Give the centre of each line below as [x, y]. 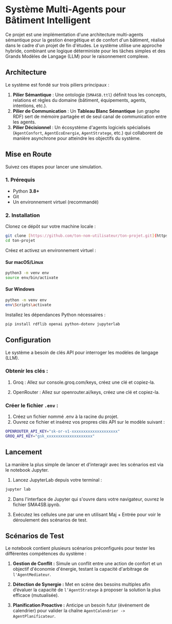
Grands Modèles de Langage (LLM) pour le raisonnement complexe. [77, 56]
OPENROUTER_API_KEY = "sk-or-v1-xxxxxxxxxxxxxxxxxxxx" [63, 431]
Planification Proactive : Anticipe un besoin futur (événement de [81, 605]
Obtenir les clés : [27, 371]
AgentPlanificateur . [34, 616]
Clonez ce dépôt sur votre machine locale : [51, 226]
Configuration [28, 340]
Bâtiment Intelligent [48, 20]
